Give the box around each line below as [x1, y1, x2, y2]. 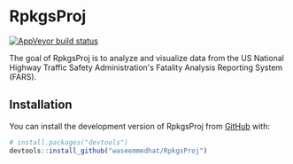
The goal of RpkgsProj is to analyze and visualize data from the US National [9, 52, 285, 63]
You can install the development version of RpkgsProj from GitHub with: [9, 121, 271, 131]
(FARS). [9, 71, 37, 82]
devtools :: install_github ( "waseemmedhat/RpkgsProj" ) [9, 146, 208, 155]
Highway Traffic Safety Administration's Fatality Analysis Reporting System [9, 62, 283, 73]
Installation [9, 98, 73, 113]
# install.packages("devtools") [9, 137, 128, 147]
